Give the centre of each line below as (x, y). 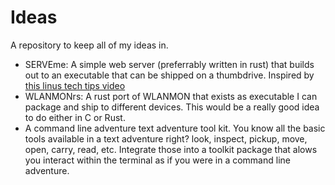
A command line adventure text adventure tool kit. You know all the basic (175, 128)
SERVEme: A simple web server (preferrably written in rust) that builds (169, 64)
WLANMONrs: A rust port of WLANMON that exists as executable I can (171, 96)
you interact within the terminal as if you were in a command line (157, 160)
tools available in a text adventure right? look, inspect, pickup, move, (166, 138)
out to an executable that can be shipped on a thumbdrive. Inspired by (169, 75)
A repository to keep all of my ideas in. (89, 45)
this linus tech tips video (75, 85)
